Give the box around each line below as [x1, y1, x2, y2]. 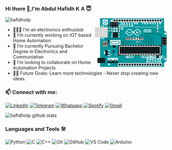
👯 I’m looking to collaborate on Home [12, 59, 91, 66]
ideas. [12, 76, 26, 82]
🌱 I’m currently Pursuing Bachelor [12, 43, 84, 49]
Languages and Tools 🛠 [5, 125, 67, 133]
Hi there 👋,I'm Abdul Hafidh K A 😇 [5, 5, 92, 12]
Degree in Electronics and [12, 49, 68, 55]
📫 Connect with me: [5, 89, 57, 96]
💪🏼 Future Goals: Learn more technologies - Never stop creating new [12, 70, 159, 76]
